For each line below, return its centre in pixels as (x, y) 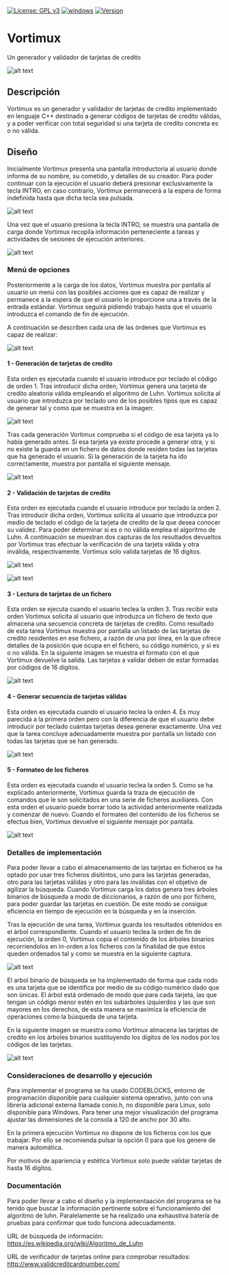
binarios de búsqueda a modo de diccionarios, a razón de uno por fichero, (112, 897)
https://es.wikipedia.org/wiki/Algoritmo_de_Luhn (75, 1243)
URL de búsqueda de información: (55, 1236)
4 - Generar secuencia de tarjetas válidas (67, 697)
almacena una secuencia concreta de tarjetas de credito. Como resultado (110, 623)
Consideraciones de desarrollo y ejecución (80, 1075)
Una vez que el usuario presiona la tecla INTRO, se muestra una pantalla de (113, 224)
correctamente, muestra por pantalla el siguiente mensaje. (89, 464)
